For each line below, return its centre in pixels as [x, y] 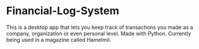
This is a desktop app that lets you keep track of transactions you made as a [100, 27]
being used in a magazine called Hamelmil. [59, 40]
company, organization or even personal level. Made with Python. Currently [99, 33]
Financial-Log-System [63, 11]
